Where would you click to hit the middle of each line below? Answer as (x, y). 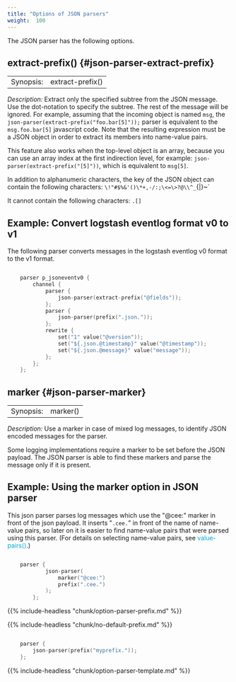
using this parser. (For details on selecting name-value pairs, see (102, 538)
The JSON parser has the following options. (71, 40)
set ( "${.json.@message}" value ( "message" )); (124, 350)
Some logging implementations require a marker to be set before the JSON (116, 450)
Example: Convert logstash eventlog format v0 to (118, 223)
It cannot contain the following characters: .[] (75, 201)
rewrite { (59, 331)
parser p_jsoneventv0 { (55, 278)
